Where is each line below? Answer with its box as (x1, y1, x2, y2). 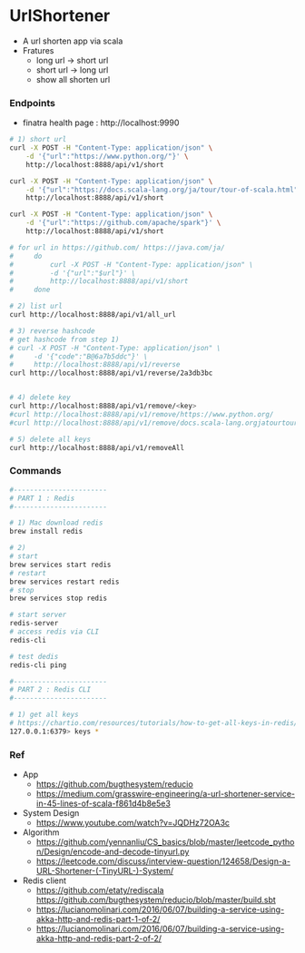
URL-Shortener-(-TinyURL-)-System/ (35, 866, 174, 877)
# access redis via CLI (9, 627, 100, 636)
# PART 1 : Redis (9, 494, 75, 503)
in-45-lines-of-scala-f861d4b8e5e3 (35, 798, 171, 809)
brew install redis (9, 527, 84, 536)
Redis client (22, 875, 66, 886)
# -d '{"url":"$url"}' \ (9, 269, 136, 278)
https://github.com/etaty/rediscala (35, 885, 164, 896)
